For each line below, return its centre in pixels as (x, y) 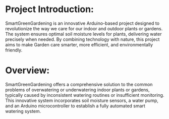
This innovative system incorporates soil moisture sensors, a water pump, (82, 100)
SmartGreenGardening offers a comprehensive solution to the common (79, 84)
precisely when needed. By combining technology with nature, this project (82, 39)
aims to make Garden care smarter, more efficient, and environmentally (79, 44)
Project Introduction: (50, 9)
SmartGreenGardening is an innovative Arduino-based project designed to (82, 23)
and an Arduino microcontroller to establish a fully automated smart (75, 106)
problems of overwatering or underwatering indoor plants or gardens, (77, 90)
